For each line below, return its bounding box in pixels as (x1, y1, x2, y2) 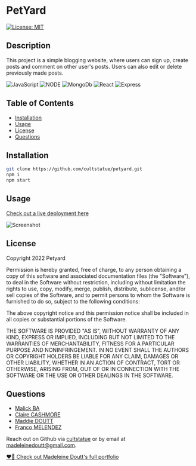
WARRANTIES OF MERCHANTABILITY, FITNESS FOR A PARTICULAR (6, 340, 175, 347)
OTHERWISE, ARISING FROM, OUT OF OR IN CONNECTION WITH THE (6, 365, 180, 372)
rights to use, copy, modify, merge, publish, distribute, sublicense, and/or (6, 285, 186, 292)
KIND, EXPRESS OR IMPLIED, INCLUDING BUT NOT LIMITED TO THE (6, 333, 175, 341)
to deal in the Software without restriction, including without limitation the (6, 278, 186, 286)
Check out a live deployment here (6, 210, 89, 217)
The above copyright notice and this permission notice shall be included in (6, 309, 189, 317)
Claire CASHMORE (14, 411, 61, 418)
